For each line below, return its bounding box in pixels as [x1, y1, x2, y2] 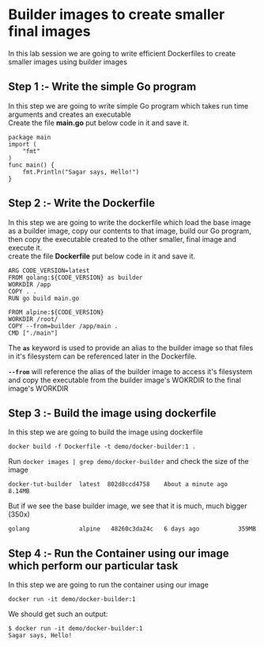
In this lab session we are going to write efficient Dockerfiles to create [8, 48, 236, 58]
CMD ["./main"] [8, 329, 58, 337]
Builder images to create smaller [8, 6, 225, 24]
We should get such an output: [8, 609, 108, 619]
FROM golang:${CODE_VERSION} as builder [8, 274, 144, 281]
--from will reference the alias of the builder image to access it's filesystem [8, 366, 253, 376]
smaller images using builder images [8, 57, 128, 67]
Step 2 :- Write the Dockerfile [8, 197, 156, 210]
